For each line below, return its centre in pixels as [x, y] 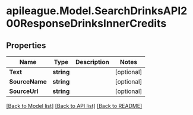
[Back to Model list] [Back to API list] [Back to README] [74, 106]
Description [92, 62]
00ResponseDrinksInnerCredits [86, 23]
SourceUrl [24, 91]
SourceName [28, 82]
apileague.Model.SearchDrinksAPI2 [97, 11]
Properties [26, 45]
